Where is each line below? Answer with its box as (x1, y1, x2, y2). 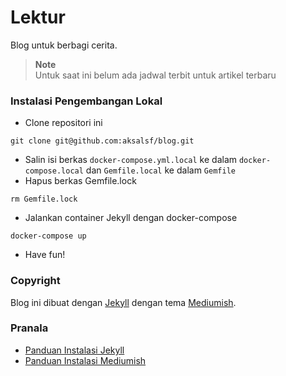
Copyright (10, 274, 61, 288)
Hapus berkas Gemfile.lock (24, 175, 137, 187)
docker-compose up (10, 231, 87, 241)
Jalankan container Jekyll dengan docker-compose (24, 212, 238, 224)
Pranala (10, 321, 49, 335)
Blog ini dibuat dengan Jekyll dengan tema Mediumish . (10, 296, 237, 308)
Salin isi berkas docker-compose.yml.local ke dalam (24, 154, 238, 166)
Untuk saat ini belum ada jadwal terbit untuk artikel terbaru (34, 69, 277, 81)
